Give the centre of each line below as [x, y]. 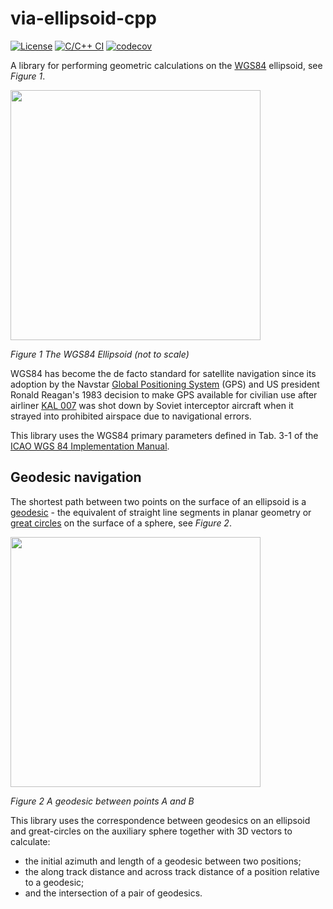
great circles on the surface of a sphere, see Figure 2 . [121, 523]
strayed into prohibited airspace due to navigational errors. [131, 416]
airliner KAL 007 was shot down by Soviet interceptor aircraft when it [152, 405]
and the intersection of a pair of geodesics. [113, 893]
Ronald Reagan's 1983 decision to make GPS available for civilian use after [164, 394]
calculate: [30, 841]
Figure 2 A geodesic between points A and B [102, 801]
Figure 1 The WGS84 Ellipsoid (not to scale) [100, 354]
